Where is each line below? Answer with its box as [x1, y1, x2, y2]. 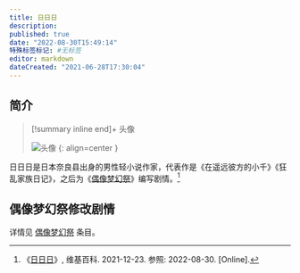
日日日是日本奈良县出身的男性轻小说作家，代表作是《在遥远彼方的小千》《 [9, 161, 279, 172]
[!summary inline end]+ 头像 [30, 123, 136, 134]
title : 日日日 [9, 12, 58, 22]
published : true [9, 29, 70, 38]
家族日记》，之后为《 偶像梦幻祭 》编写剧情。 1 [16, 171, 180, 184]
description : [9, 21, 58, 30]
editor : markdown [9, 54, 74, 63]
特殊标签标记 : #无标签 [9, 46, 82, 55]
